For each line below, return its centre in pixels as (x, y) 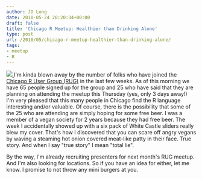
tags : (13, 46)
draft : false (23, 23)
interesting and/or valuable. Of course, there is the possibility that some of (99, 107)
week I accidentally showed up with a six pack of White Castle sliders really (100, 126)
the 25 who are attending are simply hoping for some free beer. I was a (94, 113)
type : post (20, 34)
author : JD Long (27, 12)
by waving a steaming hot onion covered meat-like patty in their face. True (99, 139)
